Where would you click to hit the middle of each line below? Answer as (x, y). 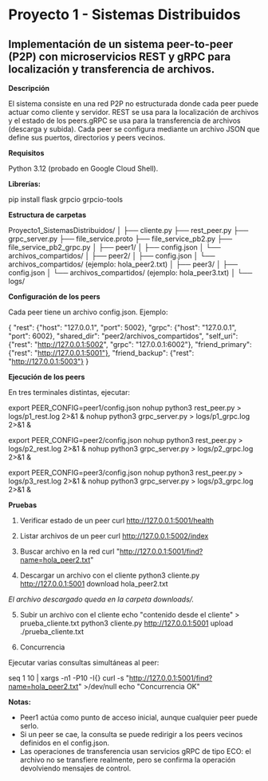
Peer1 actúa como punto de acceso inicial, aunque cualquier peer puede (138, 717)
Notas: (20, 702)
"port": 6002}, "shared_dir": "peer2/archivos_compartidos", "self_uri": (123, 336)
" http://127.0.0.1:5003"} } (49, 361)
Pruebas (23, 505)
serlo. (29, 726)
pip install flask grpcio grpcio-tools (66, 199)
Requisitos (26, 153)
